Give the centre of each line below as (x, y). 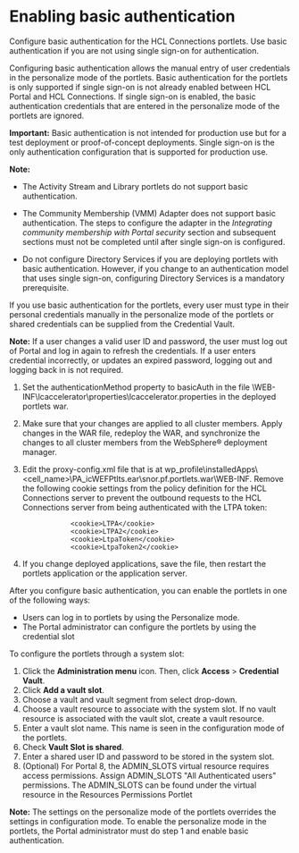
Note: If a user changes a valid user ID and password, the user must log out (149, 341)
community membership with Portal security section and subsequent (149, 232)
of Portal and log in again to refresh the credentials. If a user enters (133, 350)
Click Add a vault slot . (63, 689)
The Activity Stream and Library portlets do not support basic (135, 186)
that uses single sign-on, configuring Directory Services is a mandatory (154, 278)
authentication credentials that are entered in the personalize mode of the (145, 106)
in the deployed (248, 396)
